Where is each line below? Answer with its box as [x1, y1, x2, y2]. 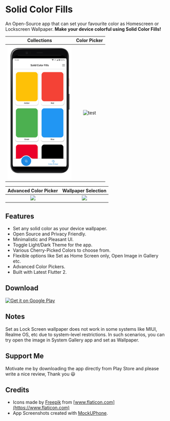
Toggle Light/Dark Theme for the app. [12, 242, 93, 248]
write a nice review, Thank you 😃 [5, 371, 76, 377]
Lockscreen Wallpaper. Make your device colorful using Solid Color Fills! [5, 26, 161, 32]
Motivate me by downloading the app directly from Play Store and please [5, 365, 159, 371]
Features [5, 212, 34, 220]
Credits [5, 386, 30, 394]
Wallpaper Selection [62, 187, 107, 193]
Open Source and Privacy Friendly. [12, 231, 87, 237]
